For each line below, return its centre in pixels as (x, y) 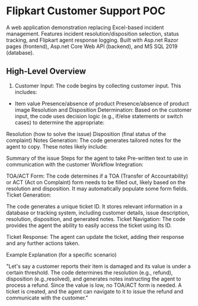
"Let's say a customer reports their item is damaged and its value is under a (98, 266)
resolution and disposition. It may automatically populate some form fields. (97, 188)
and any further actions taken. (43, 243)
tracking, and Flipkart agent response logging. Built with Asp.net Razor (92, 40)
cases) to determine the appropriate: (60, 122)
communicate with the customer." (47, 298)
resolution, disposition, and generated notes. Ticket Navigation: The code (96, 219)
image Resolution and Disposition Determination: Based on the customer (103, 110)
